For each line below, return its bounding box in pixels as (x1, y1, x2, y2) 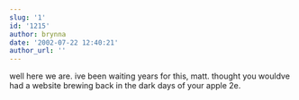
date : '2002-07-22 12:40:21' (9, 37, 119, 47)
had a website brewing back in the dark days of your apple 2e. (9, 80, 241, 91)
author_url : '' (9, 46, 67, 55)
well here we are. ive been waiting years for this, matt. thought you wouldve (9, 71, 291, 81)
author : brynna (9, 29, 67, 38)
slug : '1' (9, 12, 47, 22)
